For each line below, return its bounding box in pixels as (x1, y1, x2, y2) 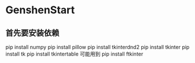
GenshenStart (5, 3, 75, 17)
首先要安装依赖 (5, 28, 60, 38)
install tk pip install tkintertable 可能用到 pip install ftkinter (5, 50, 144, 57)
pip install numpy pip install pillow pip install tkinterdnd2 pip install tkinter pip (5, 44, 190, 50)
